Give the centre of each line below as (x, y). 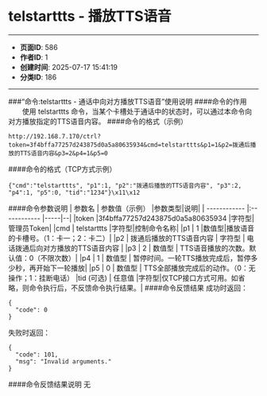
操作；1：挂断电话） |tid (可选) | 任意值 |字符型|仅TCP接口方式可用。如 (123, 278)
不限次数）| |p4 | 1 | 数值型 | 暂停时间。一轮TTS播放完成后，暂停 (146, 258)
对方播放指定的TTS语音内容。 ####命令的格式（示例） (98, 121)
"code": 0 (31, 310)
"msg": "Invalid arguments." (64, 361)
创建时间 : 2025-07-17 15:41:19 (68, 67)
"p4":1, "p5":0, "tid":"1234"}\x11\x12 (74, 192)
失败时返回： (29, 332)
